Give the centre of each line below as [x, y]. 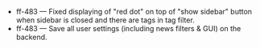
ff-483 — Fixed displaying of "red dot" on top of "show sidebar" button [134, 12]
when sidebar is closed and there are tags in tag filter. [105, 20]
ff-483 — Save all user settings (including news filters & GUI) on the [128, 28]
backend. [31, 37]
